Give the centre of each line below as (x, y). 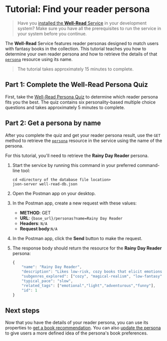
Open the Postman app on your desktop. (54, 193)
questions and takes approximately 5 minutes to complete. (65, 107)
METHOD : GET (35, 212)
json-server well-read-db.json (45, 184)
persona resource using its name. (39, 59)
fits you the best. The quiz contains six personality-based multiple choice (81, 102)
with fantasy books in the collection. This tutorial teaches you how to (76, 48)
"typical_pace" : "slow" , (47, 281)
